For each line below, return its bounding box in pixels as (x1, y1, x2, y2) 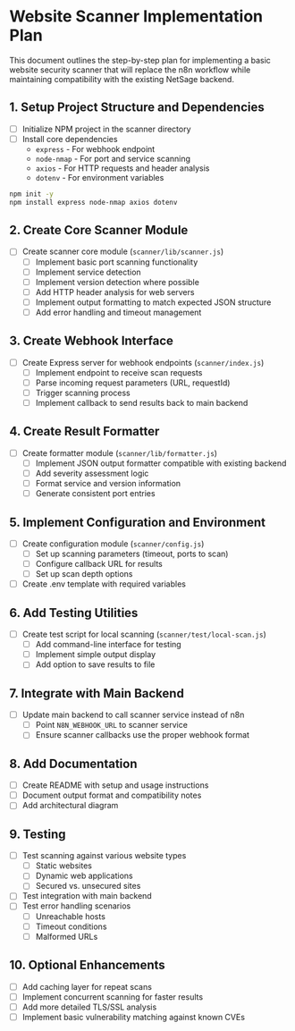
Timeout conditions (35, 921, 107, 932)
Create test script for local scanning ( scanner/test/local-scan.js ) (21, 629, 266, 640)
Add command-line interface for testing (35, 639, 181, 650)
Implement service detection (35, 266, 141, 277)
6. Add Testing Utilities (9, 605, 139, 621)
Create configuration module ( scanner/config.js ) (21, 538, 205, 549)
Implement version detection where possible (35, 276, 199, 287)
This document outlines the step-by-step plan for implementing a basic (9, 55, 271, 65)
